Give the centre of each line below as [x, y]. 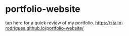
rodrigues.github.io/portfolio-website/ [45, 28]
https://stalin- [110, 23]
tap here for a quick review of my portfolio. [50, 23]
